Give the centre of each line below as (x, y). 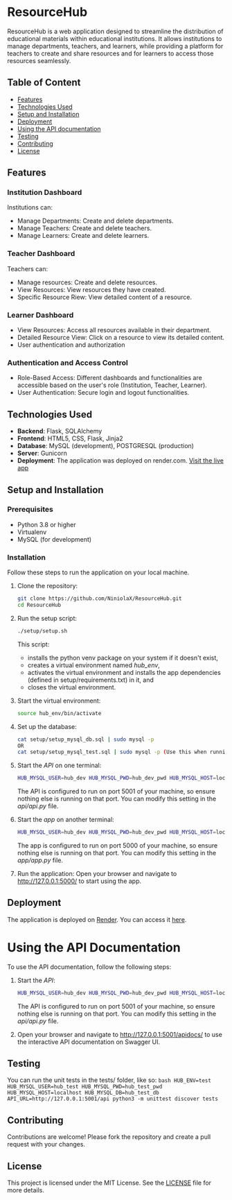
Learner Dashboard (41, 315)
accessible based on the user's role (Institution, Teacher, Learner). (112, 385)
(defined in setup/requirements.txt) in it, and (90, 680)
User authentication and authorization (71, 345)
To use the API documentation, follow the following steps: (89, 967)
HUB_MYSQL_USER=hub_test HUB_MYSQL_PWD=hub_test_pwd (85, 1087)
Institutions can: (30, 207)
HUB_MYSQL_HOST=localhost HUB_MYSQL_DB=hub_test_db (83, 1093)
